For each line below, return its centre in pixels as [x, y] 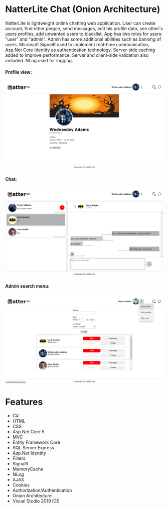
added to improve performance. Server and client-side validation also [77, 55]
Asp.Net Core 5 [28, 432]
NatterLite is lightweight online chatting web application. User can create [80, 23]
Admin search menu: [27, 286]
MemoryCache [28, 469]
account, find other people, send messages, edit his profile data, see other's [84, 28]
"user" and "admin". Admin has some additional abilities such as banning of [83, 39]
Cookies [21, 485]
